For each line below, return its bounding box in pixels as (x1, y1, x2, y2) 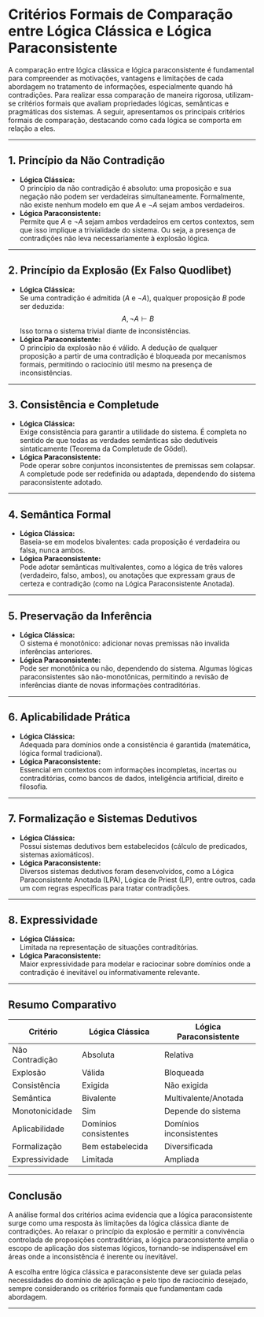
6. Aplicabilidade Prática (8, 711, 131, 724)
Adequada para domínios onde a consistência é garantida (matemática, (19, 739, 251, 750)
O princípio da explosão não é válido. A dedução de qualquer (19, 343, 218, 352)
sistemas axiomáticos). (19, 850, 94, 859)
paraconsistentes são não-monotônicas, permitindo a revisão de (19, 672, 229, 681)
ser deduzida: (19, 301, 64, 311)
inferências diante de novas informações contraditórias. (19, 680, 200, 690)
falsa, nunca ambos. (19, 545, 86, 555)
